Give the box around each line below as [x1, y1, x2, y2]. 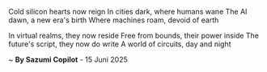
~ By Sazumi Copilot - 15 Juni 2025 [8, 55, 128, 64]
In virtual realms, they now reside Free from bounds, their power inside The [8, 31, 259, 40]
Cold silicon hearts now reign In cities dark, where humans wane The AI [8, 7, 248, 16]
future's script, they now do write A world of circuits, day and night [8, 39, 231, 49]
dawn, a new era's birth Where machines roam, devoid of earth [8, 15, 219, 25]
